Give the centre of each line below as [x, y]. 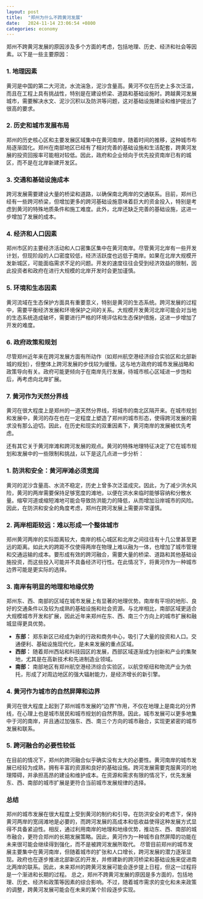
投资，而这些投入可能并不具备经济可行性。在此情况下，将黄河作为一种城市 [104, 562]
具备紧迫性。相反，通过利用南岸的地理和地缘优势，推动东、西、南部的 [104, 829]
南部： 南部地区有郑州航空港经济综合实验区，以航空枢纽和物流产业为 [100, 667]
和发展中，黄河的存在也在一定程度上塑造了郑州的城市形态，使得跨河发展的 [99, 418]
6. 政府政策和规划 [32, 342]
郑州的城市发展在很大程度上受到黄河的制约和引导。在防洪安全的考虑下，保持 [101, 814]
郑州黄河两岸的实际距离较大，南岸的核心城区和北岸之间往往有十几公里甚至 [99, 539]
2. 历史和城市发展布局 [38, 126]
